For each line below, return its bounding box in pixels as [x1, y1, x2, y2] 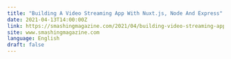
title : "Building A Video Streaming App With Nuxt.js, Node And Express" [7, 9, 223, 17]
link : [7, 22, 23, 29]
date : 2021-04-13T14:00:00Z [7, 16, 88, 23]
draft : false [7, 41, 45, 48]
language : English [7, 35, 60, 42]
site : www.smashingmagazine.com [7, 28, 100, 36]
